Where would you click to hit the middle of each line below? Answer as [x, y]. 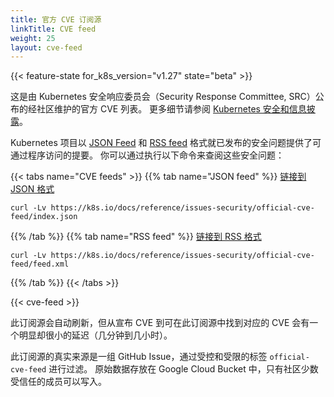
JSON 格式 [32, 189]
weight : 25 [33, 38]
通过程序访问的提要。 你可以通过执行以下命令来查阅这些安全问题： [147, 155]
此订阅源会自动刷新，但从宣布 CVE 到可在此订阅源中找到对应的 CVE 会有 [160, 323]
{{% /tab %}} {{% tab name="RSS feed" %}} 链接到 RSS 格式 [136, 237]
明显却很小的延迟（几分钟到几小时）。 [95, 335]
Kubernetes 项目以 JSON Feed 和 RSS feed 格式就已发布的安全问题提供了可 [166, 143]
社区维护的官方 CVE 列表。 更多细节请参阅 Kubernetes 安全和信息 [171, 109]
